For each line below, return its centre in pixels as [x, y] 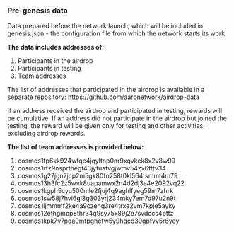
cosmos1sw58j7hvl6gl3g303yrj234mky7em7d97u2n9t [96, 198]
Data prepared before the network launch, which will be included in [105, 26]
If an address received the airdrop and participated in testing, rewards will [115, 111]
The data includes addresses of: [56, 47]
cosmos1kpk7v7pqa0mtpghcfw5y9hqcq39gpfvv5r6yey [98, 221]
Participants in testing [49, 69]
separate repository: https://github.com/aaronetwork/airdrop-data [104, 97]
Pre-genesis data [38, 11]
